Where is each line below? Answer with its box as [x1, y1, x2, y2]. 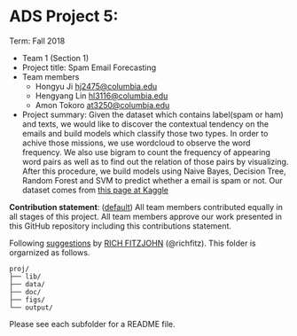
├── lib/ [9, 272, 42, 281]
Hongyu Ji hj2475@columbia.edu [35, 81, 158, 91]
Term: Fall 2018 [9, 35, 66, 46]
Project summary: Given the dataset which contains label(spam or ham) [21, 109, 284, 120]
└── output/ [9, 303, 53, 312]
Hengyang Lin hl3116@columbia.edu [35, 90, 168, 101]
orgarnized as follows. [9, 246, 90, 258]
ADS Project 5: [9, 6, 119, 27]
